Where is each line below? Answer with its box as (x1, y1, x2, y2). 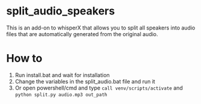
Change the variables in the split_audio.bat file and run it (14, 78, 156, 85)
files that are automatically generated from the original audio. (6, 30, 158, 37)
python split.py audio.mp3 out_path (14, 91, 107, 97)
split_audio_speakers (6, 4, 115, 18)
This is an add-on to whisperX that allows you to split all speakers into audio (6, 24, 196, 31)
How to (6, 52, 43, 66)
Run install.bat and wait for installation (14, 71, 110, 79)
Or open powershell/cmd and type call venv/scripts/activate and (14, 84, 183, 91)
